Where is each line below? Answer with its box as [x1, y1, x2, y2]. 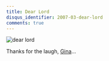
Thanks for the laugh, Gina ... [6, 48, 77, 55]
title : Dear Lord [6, 8, 50, 15]
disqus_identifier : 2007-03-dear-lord [6, 14, 103, 20]
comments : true [6, 20, 44, 26]
